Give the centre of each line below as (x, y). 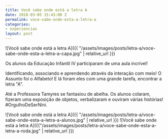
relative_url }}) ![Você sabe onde (123, 120)
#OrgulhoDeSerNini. (26, 105)
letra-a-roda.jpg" (23, 131)
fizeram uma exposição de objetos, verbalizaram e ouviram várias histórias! (84, 99)
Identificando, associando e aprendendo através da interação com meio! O (83, 73)
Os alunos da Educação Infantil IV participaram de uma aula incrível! (77, 63)
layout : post (19, 34)
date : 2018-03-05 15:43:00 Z (36, 15)
